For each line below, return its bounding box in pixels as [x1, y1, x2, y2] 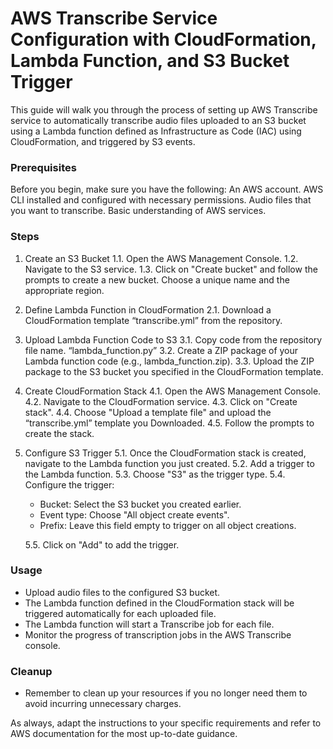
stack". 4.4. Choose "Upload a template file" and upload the [24, 406, 272, 418]
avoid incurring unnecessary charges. [24, 698, 182, 710]
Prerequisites [10, 160, 77, 174]
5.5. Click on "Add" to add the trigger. [24, 538, 180, 551]
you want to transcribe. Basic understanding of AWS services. [10, 205, 267, 217]
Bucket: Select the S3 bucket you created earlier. [39, 498, 242, 510]
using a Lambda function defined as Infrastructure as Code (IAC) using [10, 125, 302, 137]
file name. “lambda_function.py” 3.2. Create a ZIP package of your [24, 344, 299, 356]
